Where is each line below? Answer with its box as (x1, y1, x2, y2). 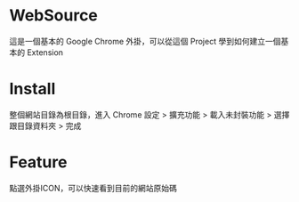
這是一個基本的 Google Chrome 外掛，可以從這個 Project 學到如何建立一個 (9, 36, 281, 46)
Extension (26, 46, 64, 58)
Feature (9, 152, 68, 173)
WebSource (9, 5, 98, 26)
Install (9, 79, 56, 99)
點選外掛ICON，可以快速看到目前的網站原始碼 (9, 182, 178, 193)
